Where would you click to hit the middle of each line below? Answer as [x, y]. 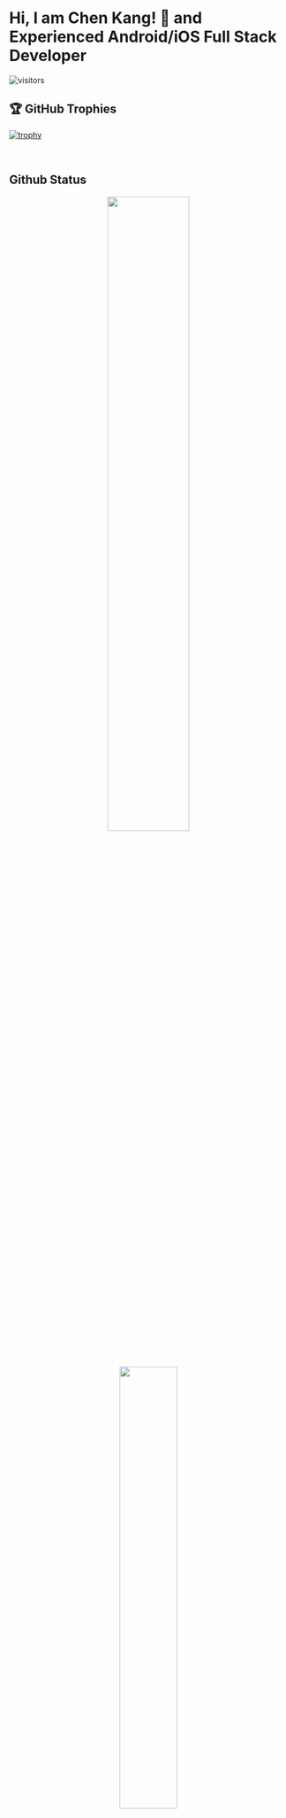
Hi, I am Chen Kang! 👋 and [106, 18]
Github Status [48, 180]
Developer [48, 56]
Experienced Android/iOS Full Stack [143, 37]
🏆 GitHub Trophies [63, 109]
